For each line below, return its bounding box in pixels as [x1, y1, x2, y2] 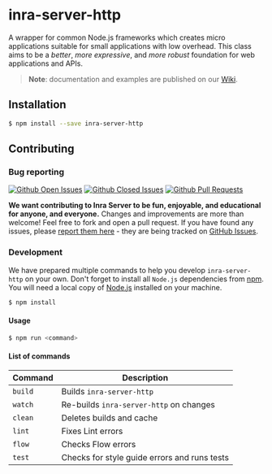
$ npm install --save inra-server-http [8, 120, 144, 128]
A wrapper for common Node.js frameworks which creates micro [8, 33, 226, 42]
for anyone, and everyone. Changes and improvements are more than [8, 209, 244, 219]
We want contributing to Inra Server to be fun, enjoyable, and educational [8, 201, 261, 211]
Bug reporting [8, 166, 65, 177]
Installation [8, 98, 67, 111]
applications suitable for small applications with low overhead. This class [8, 41, 252, 50]
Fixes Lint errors [61, 425, 123, 437]
